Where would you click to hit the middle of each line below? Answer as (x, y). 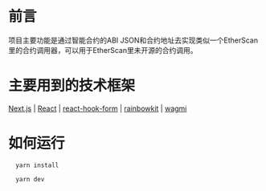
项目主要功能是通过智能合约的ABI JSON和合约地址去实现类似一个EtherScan (133, 40)
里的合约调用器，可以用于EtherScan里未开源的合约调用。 (103, 50)
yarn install (37, 165)
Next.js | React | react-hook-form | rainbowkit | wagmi (98, 108)
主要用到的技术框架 (72, 86)
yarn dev (30, 179)
